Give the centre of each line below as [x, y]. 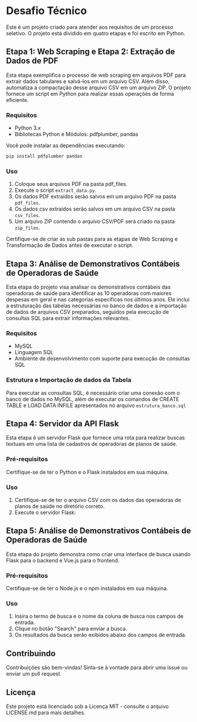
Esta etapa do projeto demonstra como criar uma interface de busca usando [98, 554]
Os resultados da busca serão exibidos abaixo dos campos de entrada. [100, 635]
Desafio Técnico [46, 11]
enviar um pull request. [34, 674]
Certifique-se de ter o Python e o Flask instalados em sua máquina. [87, 472]
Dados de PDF [32, 61]
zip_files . [27, 228]
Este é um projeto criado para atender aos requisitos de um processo [90, 27]
